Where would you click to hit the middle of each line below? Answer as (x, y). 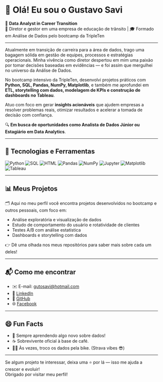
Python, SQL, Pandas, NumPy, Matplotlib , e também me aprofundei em (77, 85)
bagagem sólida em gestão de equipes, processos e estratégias (69, 55)
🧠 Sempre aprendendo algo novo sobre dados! (59, 336)
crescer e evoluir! (23, 369)
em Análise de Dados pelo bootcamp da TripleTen (55, 35)
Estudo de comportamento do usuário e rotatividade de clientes (76, 225)
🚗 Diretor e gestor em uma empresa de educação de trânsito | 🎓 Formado (80, 29)
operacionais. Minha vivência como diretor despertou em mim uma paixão (79, 60)
